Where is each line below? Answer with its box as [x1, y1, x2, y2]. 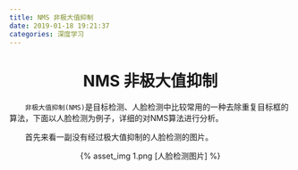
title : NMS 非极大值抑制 [9, 12, 94, 22]
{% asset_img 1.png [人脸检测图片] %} [80, 150, 221, 161]
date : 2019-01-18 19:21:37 [9, 21, 110, 30]
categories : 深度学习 [9, 29, 85, 38]
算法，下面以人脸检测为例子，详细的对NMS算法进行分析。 [9, 113, 224, 124]
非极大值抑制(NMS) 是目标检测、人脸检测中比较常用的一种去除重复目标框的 [25, 101, 289, 112]
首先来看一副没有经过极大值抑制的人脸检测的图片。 [25, 132, 213, 142]
